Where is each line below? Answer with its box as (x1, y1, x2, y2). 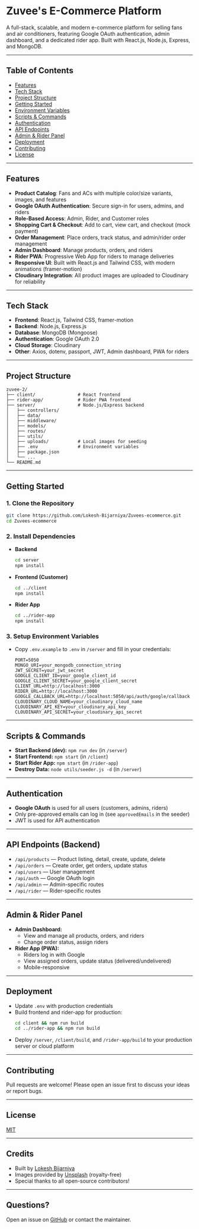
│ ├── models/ (6, 423, 46, 429)
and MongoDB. (6, 43, 43, 50)
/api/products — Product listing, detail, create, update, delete (14, 855, 166, 863)
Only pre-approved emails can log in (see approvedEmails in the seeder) (14, 810, 190, 818)
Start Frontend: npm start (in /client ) (14, 753, 108, 760)
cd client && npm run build (14, 1020, 84, 1026)
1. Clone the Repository (6, 499, 74, 507)
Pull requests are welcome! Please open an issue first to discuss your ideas (6, 1081, 190, 1089)
